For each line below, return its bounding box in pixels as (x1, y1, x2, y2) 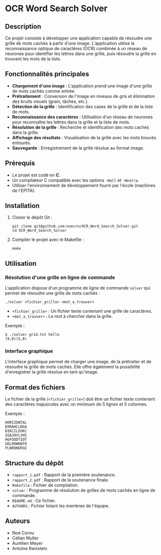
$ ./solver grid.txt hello (5, 332, 60, 337)
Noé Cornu (12, 530, 34, 536)
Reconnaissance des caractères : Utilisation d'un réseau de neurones (12, 114, 153, 120)
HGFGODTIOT (5, 437, 27, 442)
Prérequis (5, 159, 35, 167)
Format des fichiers (5, 383, 65, 391)
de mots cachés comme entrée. (12, 88, 76, 94)
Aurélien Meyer (12, 540, 43, 546)
